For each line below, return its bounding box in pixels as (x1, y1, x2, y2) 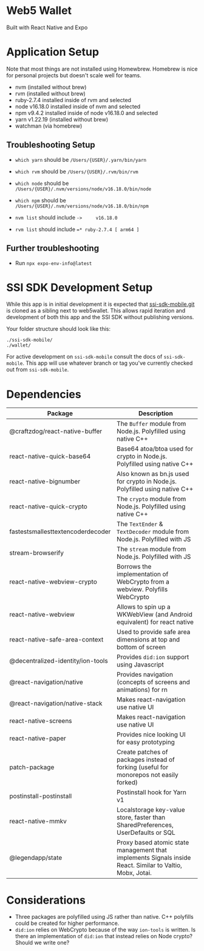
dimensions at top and (116, 635, 180, 644)
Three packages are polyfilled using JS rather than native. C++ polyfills (15, 913, 194, 921)
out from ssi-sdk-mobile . (6, 366, 69, 373)
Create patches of (116, 748, 168, 756)
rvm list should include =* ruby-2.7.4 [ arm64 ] (15, 226, 140, 233)
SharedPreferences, (116, 821, 174, 829)
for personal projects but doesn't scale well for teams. (6, 71, 141, 79)
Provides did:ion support (116, 653, 189, 662)
